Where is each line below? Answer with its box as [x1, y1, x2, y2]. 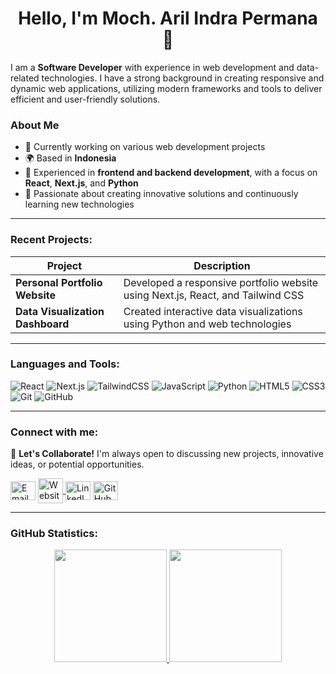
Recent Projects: [10, 233, 93, 247]
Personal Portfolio [15, 275, 103, 289]
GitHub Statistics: [10, 527, 98, 541]
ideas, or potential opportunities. [10, 458, 145, 471]
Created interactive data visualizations [123, 304, 303, 318]
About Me [10, 118, 60, 132]
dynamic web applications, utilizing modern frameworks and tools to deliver [10, 82, 323, 94]
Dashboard [15, 317, 70, 331]
